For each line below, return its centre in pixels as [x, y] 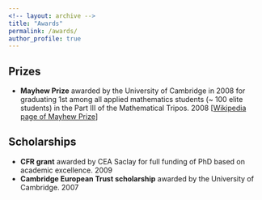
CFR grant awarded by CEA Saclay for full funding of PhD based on [132, 161]
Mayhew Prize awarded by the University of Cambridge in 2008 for [133, 91]
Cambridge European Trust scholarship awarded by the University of [137, 178]
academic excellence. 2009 [66, 170]
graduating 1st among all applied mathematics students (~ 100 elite [131, 100]
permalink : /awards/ [43, 31]
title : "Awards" [36, 23]
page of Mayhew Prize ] [59, 117]
